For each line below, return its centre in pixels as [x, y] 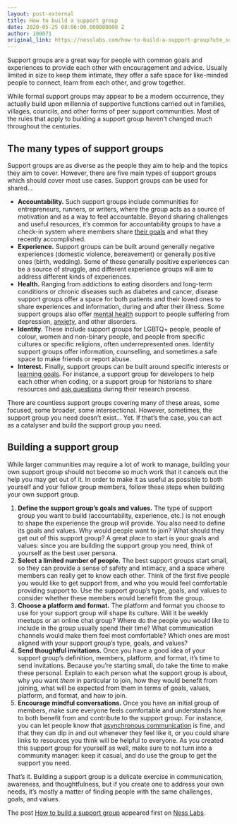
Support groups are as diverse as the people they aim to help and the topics [117, 165]
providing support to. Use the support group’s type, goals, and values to [122, 590]
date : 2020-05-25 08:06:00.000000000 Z [66, 27]
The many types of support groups [85, 149]
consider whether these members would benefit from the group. [111, 598]
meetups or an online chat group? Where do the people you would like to [123, 620]
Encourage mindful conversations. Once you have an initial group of [118, 703]
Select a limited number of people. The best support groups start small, [123, 560]
